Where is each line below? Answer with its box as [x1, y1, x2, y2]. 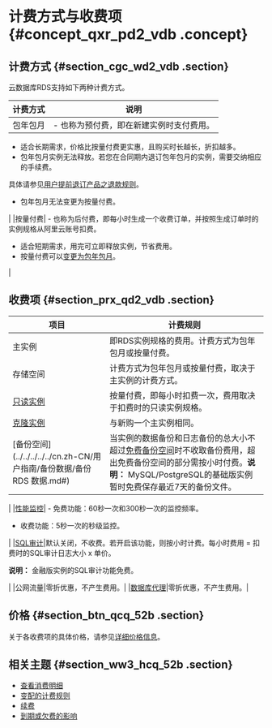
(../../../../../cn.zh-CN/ [12, 450, 94, 462]
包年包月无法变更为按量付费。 [19, 196, 120, 206]
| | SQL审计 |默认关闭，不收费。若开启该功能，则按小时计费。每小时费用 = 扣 [8, 537, 261, 548]
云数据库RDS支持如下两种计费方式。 [8, 83, 130, 92]
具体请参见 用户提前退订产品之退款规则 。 [8, 179, 143, 189]
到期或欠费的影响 [19, 711, 78, 721]
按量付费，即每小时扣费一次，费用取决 [108, 390, 256, 401]
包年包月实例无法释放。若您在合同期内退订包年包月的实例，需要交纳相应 [19, 152, 261, 162]
